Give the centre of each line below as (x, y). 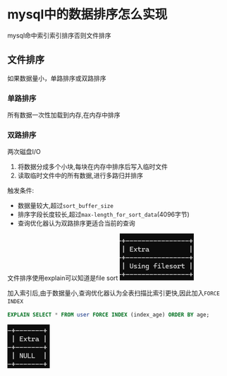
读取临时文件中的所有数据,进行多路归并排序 (80, 176)
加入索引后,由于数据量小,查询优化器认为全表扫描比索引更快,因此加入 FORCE (114, 293)
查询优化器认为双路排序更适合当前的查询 (76, 223)
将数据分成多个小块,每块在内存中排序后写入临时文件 (92, 167)
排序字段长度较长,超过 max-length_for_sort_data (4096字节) (104, 215)
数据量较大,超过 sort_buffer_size (66, 206)
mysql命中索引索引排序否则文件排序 (59, 35)
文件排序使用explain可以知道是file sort (63, 278)
